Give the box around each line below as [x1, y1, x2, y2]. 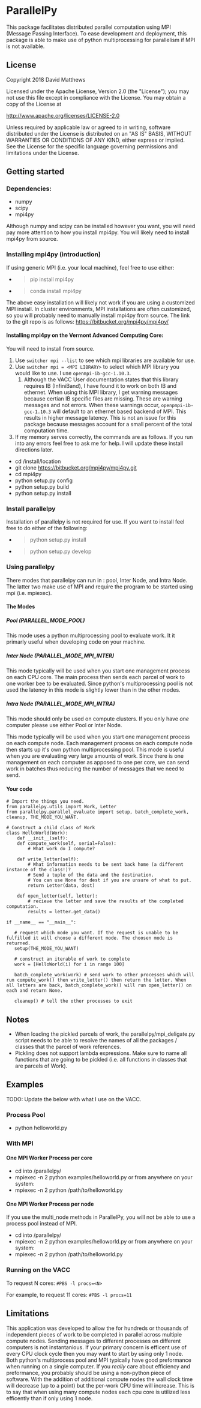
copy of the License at [6, 100, 62, 107]
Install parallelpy [6, 504, 56, 513]
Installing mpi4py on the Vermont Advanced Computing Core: [6, 331, 164, 339]
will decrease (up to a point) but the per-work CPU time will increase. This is [6, 1382, 195, 1389]
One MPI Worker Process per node [6, 1200, 94, 1207]
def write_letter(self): [17, 856, 79, 862]
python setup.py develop [29, 548, 92, 555]
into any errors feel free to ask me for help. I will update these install [14, 440, 184, 447]
